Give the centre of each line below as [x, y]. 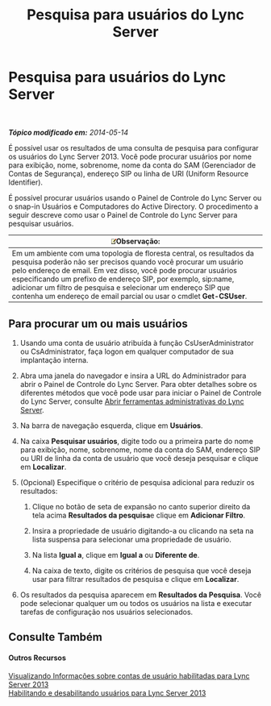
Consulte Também [56, 637]
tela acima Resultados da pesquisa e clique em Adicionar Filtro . [139, 515]
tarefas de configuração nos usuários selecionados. [106, 612]
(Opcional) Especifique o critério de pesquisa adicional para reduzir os [137, 482]
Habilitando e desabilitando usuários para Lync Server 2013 [107, 693]
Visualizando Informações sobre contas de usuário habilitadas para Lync [129, 675]
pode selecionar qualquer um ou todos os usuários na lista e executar [136, 603]
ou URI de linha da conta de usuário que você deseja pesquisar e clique [139, 458]
